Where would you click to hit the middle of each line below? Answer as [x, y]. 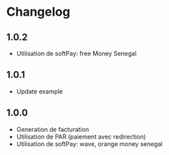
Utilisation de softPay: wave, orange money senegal [89, 143]
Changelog [38, 12]
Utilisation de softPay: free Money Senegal [76, 53]
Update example [39, 91]
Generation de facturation [53, 129]
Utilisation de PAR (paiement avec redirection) [81, 137]
